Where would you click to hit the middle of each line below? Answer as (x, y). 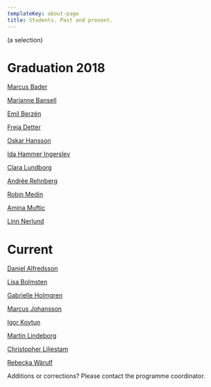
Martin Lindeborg (32, 336)
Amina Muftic (26, 208)
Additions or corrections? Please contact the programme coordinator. (107, 376)
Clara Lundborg (29, 168)
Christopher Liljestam (38, 349)
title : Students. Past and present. (60, 20)
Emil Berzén (24, 114)
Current (30, 249)
